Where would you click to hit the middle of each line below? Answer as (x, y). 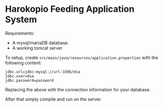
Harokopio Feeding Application (70, 9)
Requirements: (20, 33)
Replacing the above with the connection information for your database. (78, 89)
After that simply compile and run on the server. (53, 99)
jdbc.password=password (30, 80)
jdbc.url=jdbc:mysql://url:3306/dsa (43, 72)
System (21, 19)
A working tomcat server (37, 48)
